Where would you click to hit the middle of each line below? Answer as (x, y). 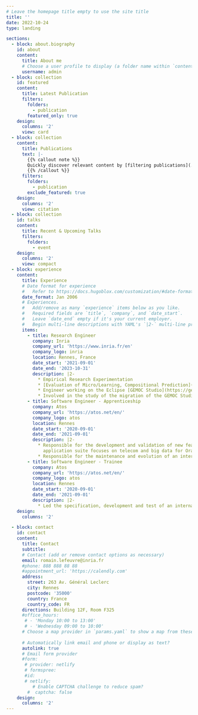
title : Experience (44, 280)
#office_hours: (40, 615)
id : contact (31, 533)
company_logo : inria (57, 352)
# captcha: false (50, 692)
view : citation (40, 209)
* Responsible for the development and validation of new (110, 446)
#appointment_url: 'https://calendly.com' (75, 571)
